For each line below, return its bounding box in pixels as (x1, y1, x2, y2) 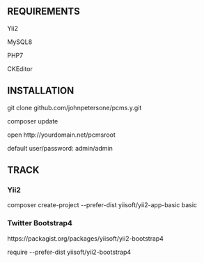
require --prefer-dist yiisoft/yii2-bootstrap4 (7, 248, 132, 256)
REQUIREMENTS (7, 6, 80, 17)
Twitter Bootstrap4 (7, 218, 73, 228)
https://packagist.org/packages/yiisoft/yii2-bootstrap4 (7, 234, 164, 243)
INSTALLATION (7, 85, 74, 97)
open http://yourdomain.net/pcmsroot (7, 130, 116, 139)
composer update (7, 117, 58, 125)
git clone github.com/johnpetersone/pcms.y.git (7, 103, 142, 112)
